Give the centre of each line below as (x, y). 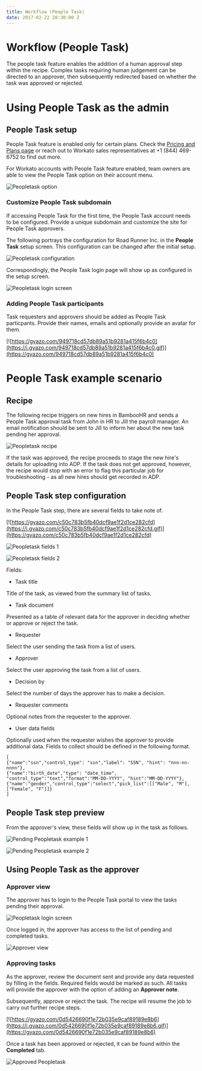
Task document (34, 605)
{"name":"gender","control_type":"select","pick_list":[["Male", (90, 784)
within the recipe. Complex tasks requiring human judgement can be (91, 71)
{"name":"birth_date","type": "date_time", (62, 773)
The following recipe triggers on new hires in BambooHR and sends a (92, 415)
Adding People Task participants (55, 303)
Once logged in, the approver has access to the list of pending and (89, 930)
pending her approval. (34, 434)
